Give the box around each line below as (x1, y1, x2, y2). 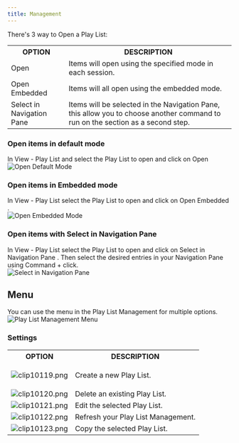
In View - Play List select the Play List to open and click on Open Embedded (7, 197, 229, 205)
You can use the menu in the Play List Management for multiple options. (7, 308, 218, 316)
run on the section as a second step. (68, 117, 191, 127)
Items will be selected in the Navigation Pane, (68, 99, 221, 109)
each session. (68, 67, 115, 77)
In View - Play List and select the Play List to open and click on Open (7, 155, 208, 163)
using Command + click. (7, 261, 79, 269)
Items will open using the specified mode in (68, 58, 213, 68)
